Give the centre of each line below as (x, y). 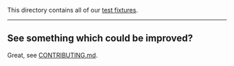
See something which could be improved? (100, 39)
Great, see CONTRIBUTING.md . (53, 55)
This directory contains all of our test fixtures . (72, 10)
